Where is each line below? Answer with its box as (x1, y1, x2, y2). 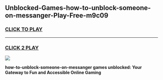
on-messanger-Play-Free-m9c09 (5, 12, 109, 20)
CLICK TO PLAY (5, 26, 43, 33)
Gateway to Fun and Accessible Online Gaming (5, 69, 101, 75)
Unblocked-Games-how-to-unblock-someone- (5, 4, 151, 12)
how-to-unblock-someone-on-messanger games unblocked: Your (5, 64, 142, 70)
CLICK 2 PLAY (5, 44, 39, 51)
